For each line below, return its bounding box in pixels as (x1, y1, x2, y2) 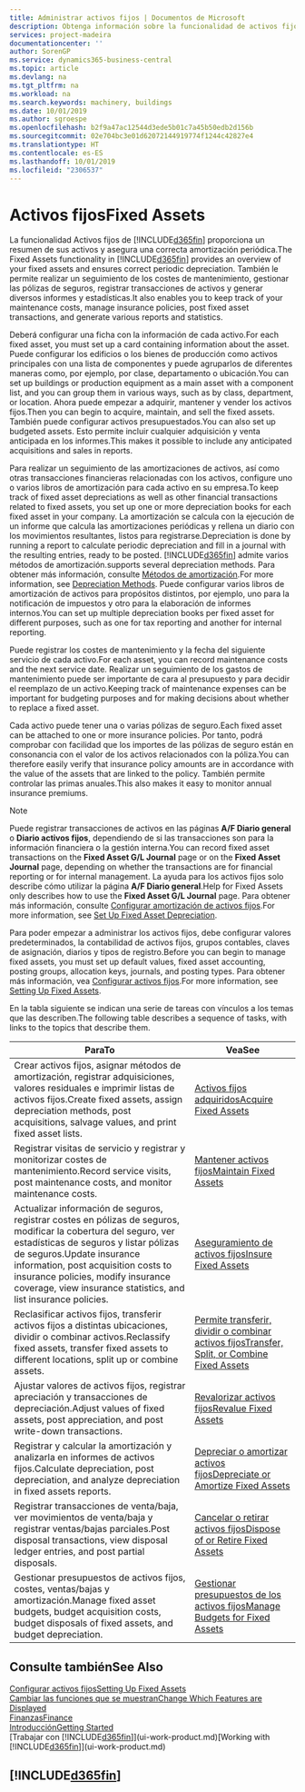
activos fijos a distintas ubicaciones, (14, 1319, 168, 1332)
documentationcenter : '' (9, 38, 103, 48)
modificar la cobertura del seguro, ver (14, 1225, 175, 1238)
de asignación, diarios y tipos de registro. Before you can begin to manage (9, 947, 286, 958)
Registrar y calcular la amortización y (14, 1439, 172, 1452)
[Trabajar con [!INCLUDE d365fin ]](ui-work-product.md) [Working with (9, 1732, 271, 1743)
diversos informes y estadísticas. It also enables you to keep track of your (9, 293, 283, 304)
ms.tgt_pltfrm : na (9, 81, 79, 90)
